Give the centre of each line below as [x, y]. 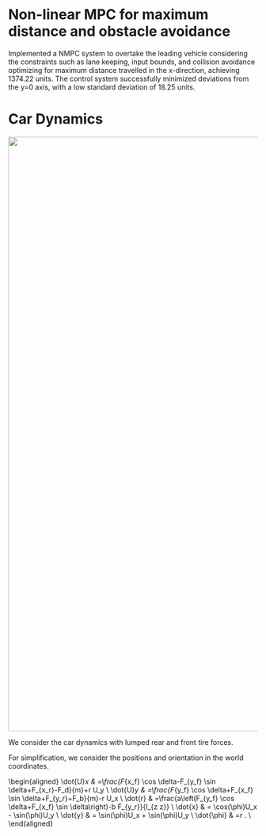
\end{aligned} [31, 823]
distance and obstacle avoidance [120, 31]
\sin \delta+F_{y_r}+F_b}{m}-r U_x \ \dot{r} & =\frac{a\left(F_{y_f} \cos [122, 798]
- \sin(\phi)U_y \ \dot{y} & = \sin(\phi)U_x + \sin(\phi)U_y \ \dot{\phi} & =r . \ [130, 815]
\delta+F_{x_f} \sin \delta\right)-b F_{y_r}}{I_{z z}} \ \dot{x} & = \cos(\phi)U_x [133, 807]
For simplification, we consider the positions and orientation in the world [126, 758]
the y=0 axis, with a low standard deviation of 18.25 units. [102, 87]
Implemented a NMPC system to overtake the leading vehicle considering [128, 53]
